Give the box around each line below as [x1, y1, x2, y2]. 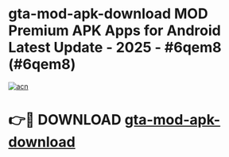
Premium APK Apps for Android [8, 21, 221, 40]
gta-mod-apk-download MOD [8, 5, 208, 23]
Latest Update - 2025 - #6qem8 [8, 39, 222, 56]
